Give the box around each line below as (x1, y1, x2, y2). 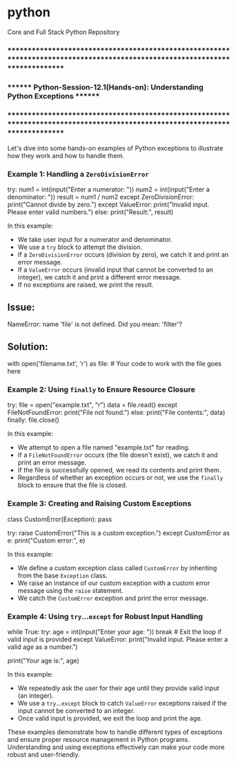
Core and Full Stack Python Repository (7, 28, 120, 36)
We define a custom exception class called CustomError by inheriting (17, 563, 217, 572)
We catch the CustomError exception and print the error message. (17, 594, 209, 602)
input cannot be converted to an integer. (17, 706, 136, 715)
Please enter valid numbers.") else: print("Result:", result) (7, 208, 174, 216)
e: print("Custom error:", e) (7, 536, 86, 545)
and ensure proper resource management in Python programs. (7, 735, 190, 743)
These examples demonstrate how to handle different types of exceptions (7, 728, 223, 736)
